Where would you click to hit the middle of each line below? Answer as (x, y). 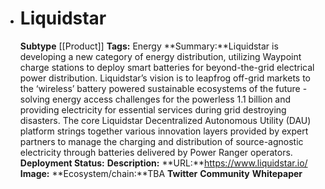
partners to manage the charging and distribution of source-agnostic (161, 141)
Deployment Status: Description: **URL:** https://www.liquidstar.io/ (163, 163)
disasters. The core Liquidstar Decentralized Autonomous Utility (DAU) (165, 120)
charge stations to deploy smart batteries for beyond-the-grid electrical (167, 67)
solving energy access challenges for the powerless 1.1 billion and (155, 99)
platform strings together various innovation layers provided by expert (164, 131)
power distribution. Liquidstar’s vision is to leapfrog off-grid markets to (165, 78)
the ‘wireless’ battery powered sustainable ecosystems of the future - (163, 88)
